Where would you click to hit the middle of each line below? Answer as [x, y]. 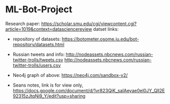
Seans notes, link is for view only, [48, 85]
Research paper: [23, 24]
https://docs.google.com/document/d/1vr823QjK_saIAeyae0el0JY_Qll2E [89, 90]
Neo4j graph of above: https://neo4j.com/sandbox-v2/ [70, 75]
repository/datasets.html [39, 44]
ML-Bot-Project [39, 9]
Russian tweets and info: [39, 54]
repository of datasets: [37, 39]
